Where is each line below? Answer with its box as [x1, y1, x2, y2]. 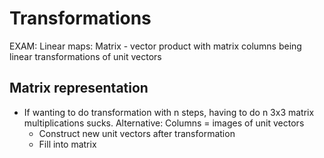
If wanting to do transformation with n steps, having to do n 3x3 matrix [23, 106, 315, 118]
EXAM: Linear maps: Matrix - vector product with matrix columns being [9, 40, 302, 52]
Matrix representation [9, 80, 149, 97]
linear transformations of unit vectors [9, 50, 162, 62]
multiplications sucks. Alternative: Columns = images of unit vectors [23, 117, 305, 129]
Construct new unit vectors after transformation [38, 127, 236, 139]
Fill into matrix [38, 138, 97, 150]
